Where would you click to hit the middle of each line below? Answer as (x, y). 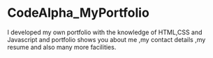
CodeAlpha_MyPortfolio (79, 13)
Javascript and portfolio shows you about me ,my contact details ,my (106, 39)
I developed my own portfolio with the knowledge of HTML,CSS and (105, 32)
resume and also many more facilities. (62, 47)
